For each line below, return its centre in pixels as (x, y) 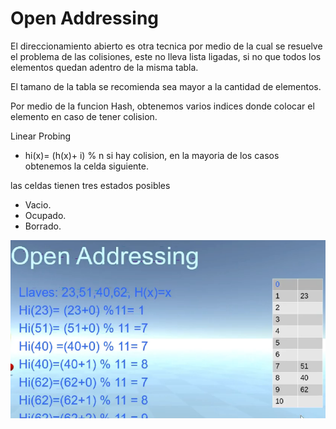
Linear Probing (41, 136)
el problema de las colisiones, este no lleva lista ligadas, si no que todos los (166, 56)
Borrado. (43, 226)
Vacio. (38, 204)
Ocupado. (45, 215)
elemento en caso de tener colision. (84, 116)
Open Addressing (85, 18)
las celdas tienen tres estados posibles (90, 185)
